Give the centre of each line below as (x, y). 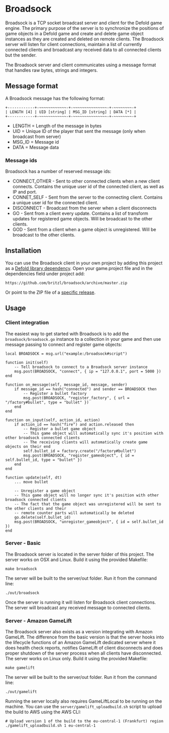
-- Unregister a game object (45, 491)
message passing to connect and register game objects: (64, 344)
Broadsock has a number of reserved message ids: (58, 171)
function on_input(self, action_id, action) (53, 420)
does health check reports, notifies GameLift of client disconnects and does (84, 648)
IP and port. (25, 192)
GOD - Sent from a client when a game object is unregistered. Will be (84, 230)
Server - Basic (23, 543)
